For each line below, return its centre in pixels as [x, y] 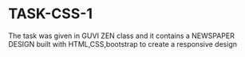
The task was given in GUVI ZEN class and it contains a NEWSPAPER [122, 36]
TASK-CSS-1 [51, 14]
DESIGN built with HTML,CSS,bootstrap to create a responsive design [123, 44]
